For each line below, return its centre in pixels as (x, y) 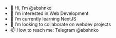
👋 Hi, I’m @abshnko (31, 8)
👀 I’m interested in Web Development (49, 13)
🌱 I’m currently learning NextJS (43, 19)
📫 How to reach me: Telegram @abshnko (54, 30)
